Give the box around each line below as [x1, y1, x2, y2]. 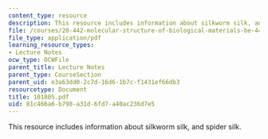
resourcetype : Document [8, 85, 88, 94]
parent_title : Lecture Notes [8, 64, 105, 71]
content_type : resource [8, 11, 88, 20]
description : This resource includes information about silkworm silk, [8, 19, 251, 27]
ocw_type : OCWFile [8, 56, 69, 64]
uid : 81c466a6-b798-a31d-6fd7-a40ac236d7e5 [8, 100, 156, 108]
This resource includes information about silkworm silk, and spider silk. [8, 122, 242, 132]
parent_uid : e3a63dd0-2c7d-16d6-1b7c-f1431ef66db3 [8, 78, 180, 86]
